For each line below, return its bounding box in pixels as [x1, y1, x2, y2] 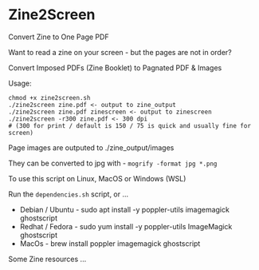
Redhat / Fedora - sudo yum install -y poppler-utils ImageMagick [19, 221, 233, 231]
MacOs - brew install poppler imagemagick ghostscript [19, 238, 201, 248]
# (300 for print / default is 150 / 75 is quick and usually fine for [8, 121, 251, 129]
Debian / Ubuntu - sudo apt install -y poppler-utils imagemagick [19, 204, 230, 214]
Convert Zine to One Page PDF [8, 32, 109, 42]
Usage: [8, 78, 32, 88]
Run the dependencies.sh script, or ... [8, 189, 129, 199]
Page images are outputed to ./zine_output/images [8, 142, 175, 153]
